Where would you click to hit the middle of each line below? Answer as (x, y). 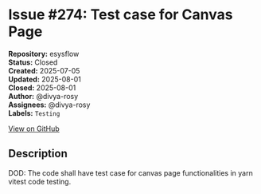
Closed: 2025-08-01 (42, 87)
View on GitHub (34, 129)
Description (38, 154)
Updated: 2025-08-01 (45, 79)
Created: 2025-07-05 (44, 70)
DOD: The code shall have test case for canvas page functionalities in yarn (130, 172)
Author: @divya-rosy (43, 96)
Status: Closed (33, 62)
